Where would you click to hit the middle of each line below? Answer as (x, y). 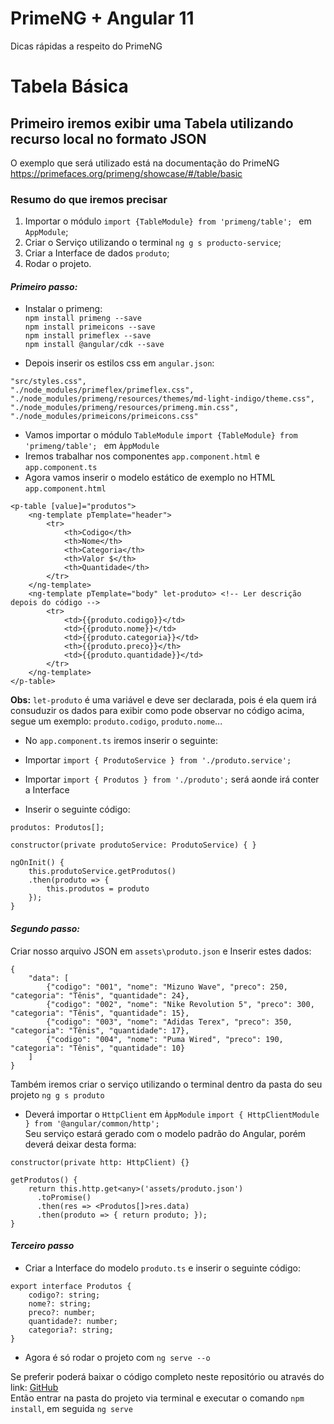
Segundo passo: (45, 929)
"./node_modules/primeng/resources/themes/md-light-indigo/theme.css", (162, 399)
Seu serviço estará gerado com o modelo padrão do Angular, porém (165, 1133)
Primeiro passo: (44, 286)
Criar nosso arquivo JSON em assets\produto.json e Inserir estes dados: (161, 951)
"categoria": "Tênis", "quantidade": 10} (98, 1048)
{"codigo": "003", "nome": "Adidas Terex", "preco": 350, (169, 1022)
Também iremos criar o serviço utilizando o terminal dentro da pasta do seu (166, 1084)
